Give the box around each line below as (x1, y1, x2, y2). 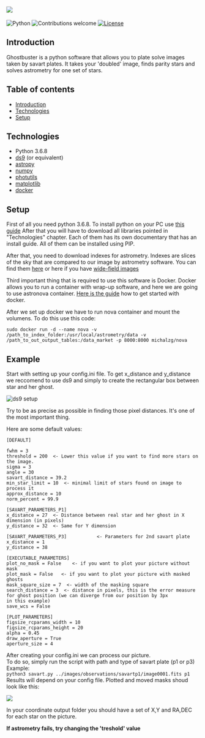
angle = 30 (6, 469, 34, 475)
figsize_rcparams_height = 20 (6, 625, 84, 631)
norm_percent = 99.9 (6, 496, 59, 502)
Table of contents (6, 85, 75, 95)
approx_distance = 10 (6, 491, 62, 497)
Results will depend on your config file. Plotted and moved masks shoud (6, 677, 188, 683)
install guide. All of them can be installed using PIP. (6, 240, 135, 247)
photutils (15, 173, 38, 181)
